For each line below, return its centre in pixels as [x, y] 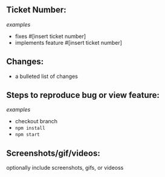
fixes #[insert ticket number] [50, 36]
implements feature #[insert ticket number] [69, 42]
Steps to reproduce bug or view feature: [83, 95]
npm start [27, 135]
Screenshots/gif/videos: [53, 153]
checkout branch [36, 121]
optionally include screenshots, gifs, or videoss [65, 168]
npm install [30, 128]
